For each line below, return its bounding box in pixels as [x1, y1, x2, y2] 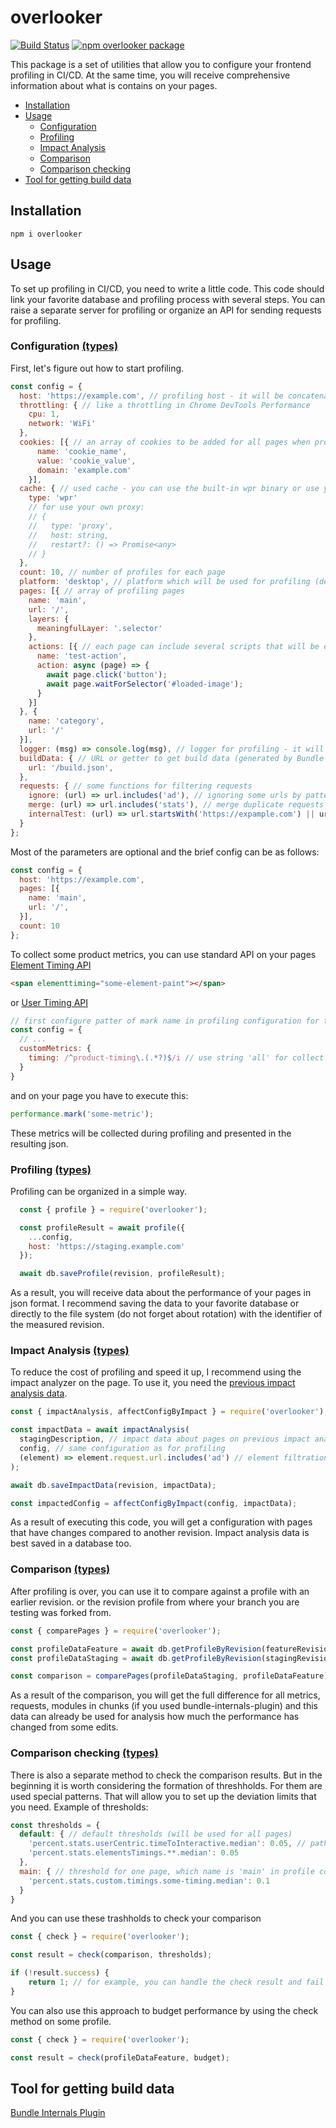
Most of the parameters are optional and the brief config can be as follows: [10, 846, 320, 858]
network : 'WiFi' [28, 419, 97, 429]
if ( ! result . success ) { [10, 1968, 110, 1978]
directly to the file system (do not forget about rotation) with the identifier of [10, 1308, 323, 1320]
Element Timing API [10, 959, 92, 971]
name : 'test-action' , [36, 651, 128, 661]
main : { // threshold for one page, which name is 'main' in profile [19, 1866, 315, 1876]
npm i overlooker [10, 229, 83, 239]
